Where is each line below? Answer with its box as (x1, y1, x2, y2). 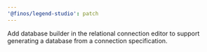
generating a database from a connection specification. (7, 36, 168, 45)
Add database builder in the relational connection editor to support (7, 29, 200, 37)
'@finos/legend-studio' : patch (7, 10, 99, 17)
